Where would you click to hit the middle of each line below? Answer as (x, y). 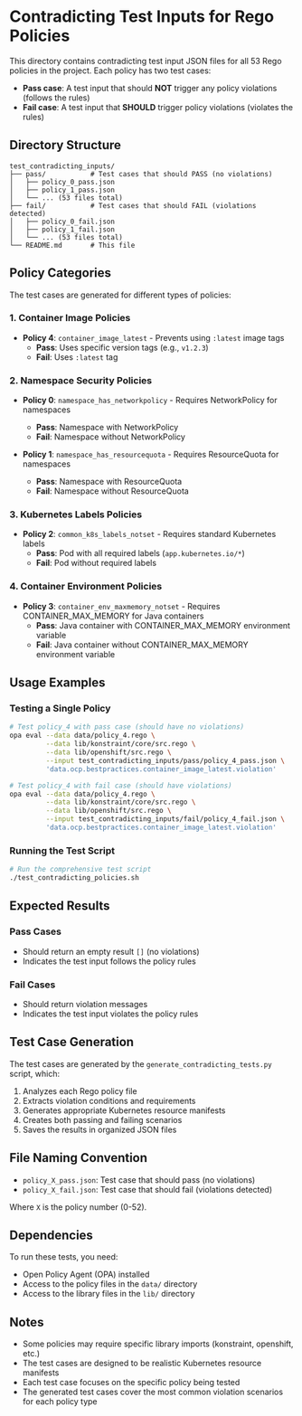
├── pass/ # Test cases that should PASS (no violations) (141, 174)
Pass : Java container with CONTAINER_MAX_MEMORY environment (163, 625)
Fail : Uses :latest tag (77, 357)
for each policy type (60, 1402)
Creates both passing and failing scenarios (102, 1119)
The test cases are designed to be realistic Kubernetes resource (142, 1364)
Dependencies (51, 1235)
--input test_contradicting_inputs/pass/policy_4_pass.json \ (165, 760)
